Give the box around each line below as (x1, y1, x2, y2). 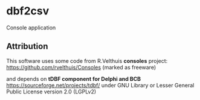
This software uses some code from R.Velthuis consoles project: (6, 57, 168, 64)
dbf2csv (6, 4, 50, 18)
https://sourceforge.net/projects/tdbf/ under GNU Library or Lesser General (6, 81, 195, 89)
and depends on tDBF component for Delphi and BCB (6, 75, 141, 82)
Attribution (6, 41, 48, 51)
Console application (6, 24, 56, 31)
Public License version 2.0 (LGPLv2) (6, 88, 97, 95)
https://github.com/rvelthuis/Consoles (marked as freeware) (6, 63, 156, 71)
